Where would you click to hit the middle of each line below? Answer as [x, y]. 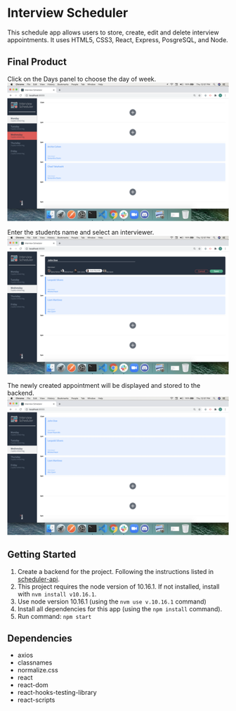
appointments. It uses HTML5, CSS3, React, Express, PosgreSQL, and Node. [118, 39]
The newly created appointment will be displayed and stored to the [104, 385]
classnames [35, 663]
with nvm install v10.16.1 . [57, 594]
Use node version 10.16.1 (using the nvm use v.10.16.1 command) [112, 601]
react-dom [33, 685]
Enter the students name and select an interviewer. [81, 232]
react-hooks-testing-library [57, 693]
